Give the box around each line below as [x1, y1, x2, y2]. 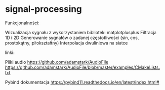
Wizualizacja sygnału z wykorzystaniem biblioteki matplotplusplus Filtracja [5, 29, 157, 35]
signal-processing [5, 3, 82, 15]
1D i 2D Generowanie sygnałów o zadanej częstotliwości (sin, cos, [5, 35, 139, 41]
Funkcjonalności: [5, 20, 40, 26]
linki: [5, 49, 15, 55]
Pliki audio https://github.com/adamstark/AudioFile [5, 59, 109, 65]
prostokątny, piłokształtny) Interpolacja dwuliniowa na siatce [5, 40, 128, 45]
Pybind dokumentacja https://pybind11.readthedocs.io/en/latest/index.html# [5, 79, 160, 85]
